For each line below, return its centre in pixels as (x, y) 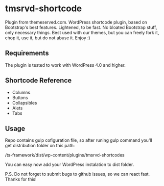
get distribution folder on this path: (40, 146)
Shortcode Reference (38, 81)
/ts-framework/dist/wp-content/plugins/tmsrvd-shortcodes (65, 155)
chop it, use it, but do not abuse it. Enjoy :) (48, 38)
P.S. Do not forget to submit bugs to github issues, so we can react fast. (78, 174)
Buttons (20, 97)
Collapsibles (24, 103)
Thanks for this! (21, 179)
